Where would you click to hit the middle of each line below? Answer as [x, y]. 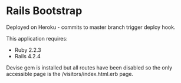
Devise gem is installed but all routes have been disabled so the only [89, 67]
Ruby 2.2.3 [28, 50]
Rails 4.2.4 [27, 56]
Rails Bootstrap [44, 11]
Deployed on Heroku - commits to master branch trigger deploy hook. [91, 27]
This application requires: [37, 38]
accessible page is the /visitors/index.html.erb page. [70, 74]
